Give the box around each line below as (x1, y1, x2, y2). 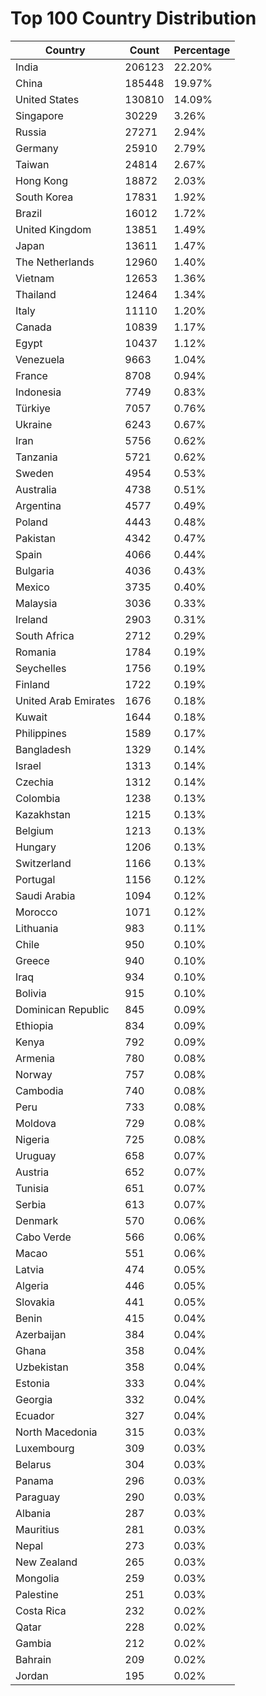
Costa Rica (15, 1603, 67, 1617)
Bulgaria (15, 563, 55, 577)
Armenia (15, 1051, 55, 1065)
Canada (15, 320, 52, 334)
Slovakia (15, 1295, 55, 1309)
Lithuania (15, 921, 59, 935)
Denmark (15, 1213, 59, 1227)
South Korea (15, 190, 74, 204)
